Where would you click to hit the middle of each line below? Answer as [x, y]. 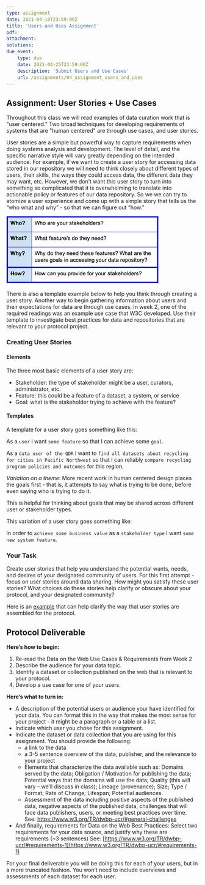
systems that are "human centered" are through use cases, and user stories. [103, 131]
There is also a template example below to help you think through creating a [102, 294]
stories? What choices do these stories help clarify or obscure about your [99, 588]
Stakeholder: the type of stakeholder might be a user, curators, [94, 382]
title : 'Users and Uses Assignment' [53, 26]
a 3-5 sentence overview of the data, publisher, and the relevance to [110, 754]
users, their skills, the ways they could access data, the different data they [100, 175]
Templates [20, 416]
